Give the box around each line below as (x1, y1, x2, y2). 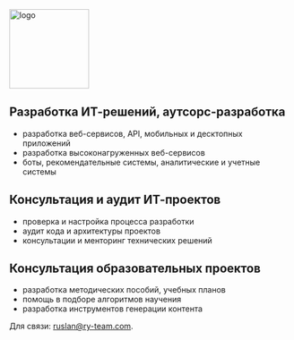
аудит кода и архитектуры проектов (22, 225, 161, 236)
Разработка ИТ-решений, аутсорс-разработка (9, 105, 286, 120)
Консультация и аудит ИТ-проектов (9, 192, 221, 208)
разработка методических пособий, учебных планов (22, 285, 226, 295)
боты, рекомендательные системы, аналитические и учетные (22, 157, 261, 167)
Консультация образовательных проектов (9, 261, 262, 276)
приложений (22, 138, 71, 149)
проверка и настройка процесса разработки (22, 216, 195, 226)
